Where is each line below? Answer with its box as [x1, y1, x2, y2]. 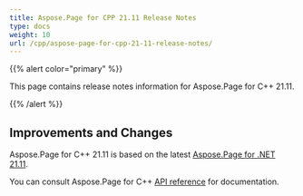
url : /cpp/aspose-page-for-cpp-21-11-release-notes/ [9, 38, 213, 48]
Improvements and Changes [9, 124, 173, 141]
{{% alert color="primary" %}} [9, 64, 123, 74]
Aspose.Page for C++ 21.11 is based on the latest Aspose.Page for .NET [9, 149, 276, 160]
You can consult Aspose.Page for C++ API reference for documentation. [9, 176, 279, 187]
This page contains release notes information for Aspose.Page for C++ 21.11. [9, 81, 295, 92]
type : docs [9, 22, 51, 31]
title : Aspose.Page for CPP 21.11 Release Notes [9, 13, 197, 23]
